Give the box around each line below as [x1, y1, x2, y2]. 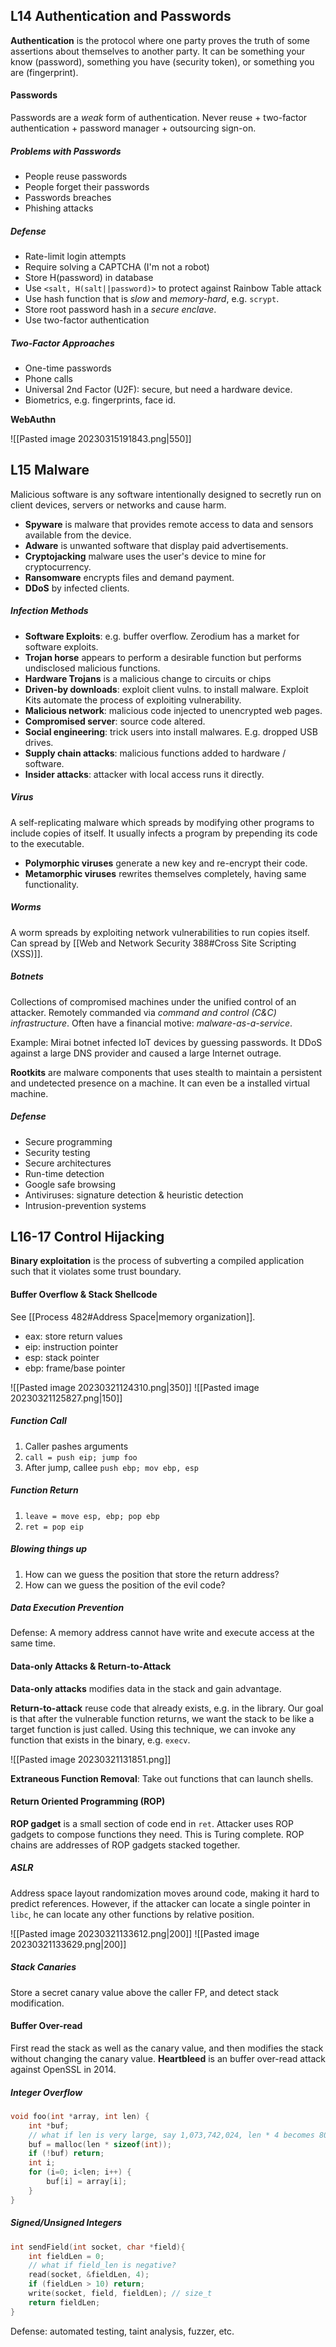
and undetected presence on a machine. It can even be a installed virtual [10, 1077, 310, 1089]
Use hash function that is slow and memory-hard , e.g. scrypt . [24, 292, 280, 304]
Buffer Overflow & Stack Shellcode [10, 1288, 158, 1300]
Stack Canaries [10, 1961, 77, 1973]
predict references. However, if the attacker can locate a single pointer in [10, 1897, 311, 1909]
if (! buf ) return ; [28, 2149, 105, 2159]
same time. [10, 1637, 57, 1649]
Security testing [24, 1146, 91, 1158]
